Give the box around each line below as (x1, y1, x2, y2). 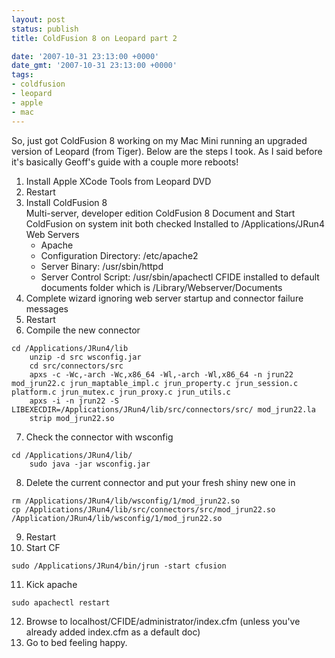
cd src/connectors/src (29, 361, 124, 371)
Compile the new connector (25, 324, 141, 336)
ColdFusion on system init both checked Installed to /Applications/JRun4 (25, 217, 325, 230)
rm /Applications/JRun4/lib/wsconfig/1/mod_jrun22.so (11, 496, 241, 506)
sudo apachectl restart (11, 597, 111, 608)
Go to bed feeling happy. (25, 636, 128, 648)
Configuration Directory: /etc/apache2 (40, 249, 199, 261)
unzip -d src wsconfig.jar (29, 352, 142, 362)
